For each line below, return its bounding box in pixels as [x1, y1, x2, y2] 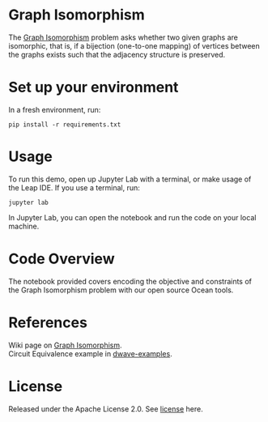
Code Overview [8, 249, 115, 268]
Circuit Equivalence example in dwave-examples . [8, 348, 172, 358]
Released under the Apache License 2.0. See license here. [8, 403, 204, 414]
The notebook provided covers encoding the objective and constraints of [8, 276, 253, 286]
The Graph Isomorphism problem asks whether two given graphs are [8, 32, 239, 42]
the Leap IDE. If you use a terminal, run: [8, 182, 140, 192]
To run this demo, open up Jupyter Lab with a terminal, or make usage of [8, 174, 252, 184]
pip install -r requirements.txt [8, 120, 121, 129]
